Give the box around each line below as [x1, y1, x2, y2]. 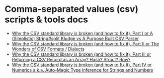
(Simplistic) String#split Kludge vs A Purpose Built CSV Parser [11, 36, 139, 41]
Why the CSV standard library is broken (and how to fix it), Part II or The [11, 40, 160, 46]
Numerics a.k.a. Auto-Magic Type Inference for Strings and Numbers [11, 67, 154, 73]
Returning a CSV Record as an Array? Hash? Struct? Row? [11, 56, 131, 62]
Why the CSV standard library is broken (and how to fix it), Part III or [11, 51, 151, 57]
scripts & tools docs [4, 14, 88, 25]
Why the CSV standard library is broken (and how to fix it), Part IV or [11, 62, 152, 68]
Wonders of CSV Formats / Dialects [11, 46, 85, 52]
